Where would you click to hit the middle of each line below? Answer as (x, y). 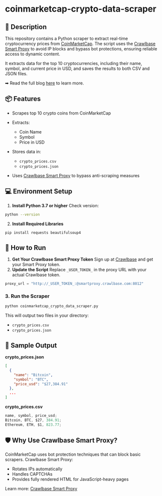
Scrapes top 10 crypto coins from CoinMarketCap (61, 113)
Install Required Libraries (38, 224)
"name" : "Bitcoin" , (33, 375)
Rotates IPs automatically (37, 469)
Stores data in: (26, 151)
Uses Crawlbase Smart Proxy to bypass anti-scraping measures (76, 175)
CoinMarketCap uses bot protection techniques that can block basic (73, 454)
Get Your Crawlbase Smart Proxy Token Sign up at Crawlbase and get (82, 259)
